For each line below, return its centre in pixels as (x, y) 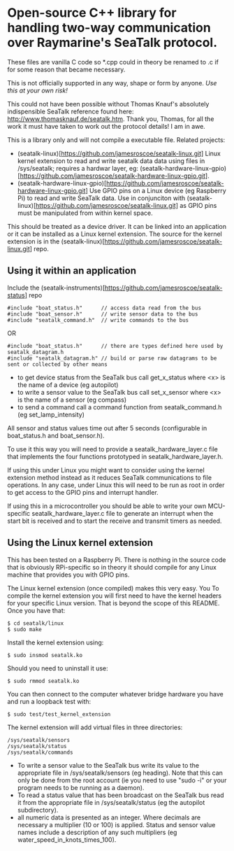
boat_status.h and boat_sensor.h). (56, 435)
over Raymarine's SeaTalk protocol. (112, 43)
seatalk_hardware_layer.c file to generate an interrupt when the (123, 513)
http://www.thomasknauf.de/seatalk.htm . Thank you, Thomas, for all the (111, 119)
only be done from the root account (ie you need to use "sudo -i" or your (122, 780)
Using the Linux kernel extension (80, 543)
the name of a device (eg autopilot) (68, 385)
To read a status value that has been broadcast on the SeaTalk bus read (120, 795)
